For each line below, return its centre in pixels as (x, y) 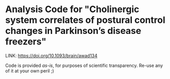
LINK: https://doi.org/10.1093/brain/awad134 (52, 55)
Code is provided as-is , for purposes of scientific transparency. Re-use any (84, 65)
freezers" (26, 42)
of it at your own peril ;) (30, 71)
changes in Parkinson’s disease (73, 31)
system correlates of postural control (85, 20)
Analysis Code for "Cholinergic (72, 9)
